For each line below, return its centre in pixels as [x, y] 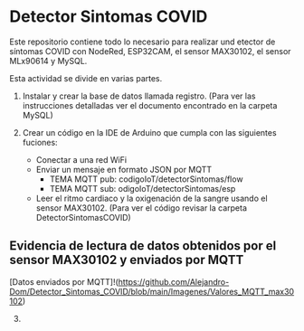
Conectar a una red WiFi [81, 159]
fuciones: [40, 142]
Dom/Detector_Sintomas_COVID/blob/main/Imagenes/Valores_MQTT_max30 [152, 291]
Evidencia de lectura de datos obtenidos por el [143, 246]
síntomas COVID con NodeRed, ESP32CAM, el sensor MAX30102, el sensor [150, 51]
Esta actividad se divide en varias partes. [86, 78]
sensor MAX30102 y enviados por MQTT [127, 260]
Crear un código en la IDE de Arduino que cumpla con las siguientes [150, 132]
